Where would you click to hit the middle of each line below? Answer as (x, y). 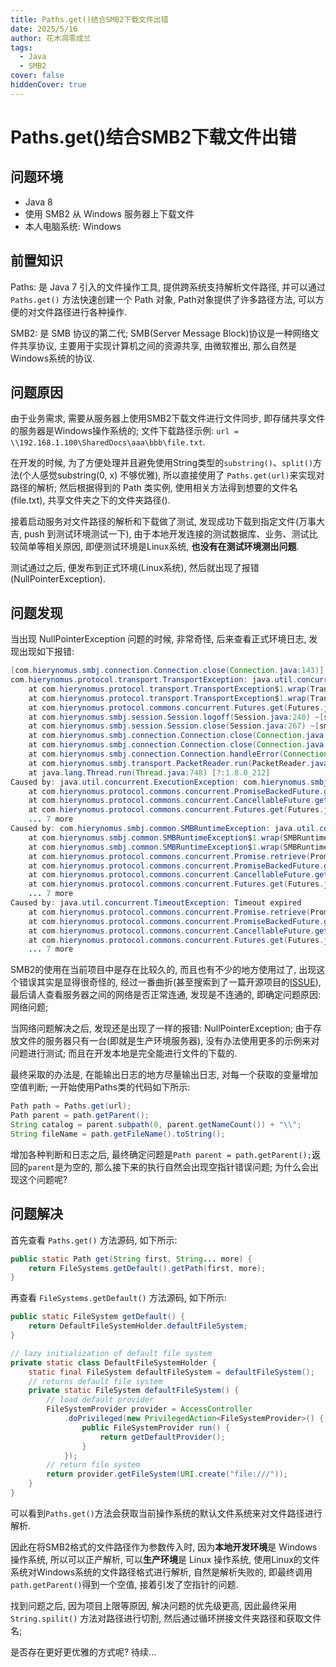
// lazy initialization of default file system (111, 1353)
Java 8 (38, 202)
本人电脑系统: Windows (73, 226)
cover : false (37, 76)
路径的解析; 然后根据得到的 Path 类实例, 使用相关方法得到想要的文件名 (154, 488)
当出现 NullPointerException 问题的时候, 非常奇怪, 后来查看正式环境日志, (158, 639)
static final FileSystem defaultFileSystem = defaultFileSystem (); (171, 1372)
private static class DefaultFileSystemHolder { (113, 1362)
